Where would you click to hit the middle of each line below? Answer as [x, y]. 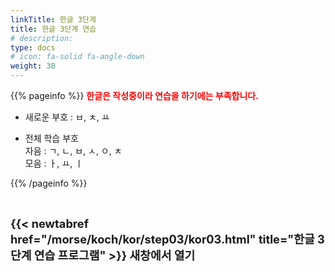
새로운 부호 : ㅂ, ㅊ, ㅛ [67, 117]
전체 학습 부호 [51, 138]
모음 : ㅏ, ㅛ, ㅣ [54, 163]
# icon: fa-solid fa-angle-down [77, 57]
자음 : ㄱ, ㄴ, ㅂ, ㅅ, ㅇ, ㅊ [73, 150]
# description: [42, 38]
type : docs [33, 47]
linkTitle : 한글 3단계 [53, 19]
